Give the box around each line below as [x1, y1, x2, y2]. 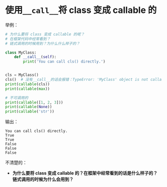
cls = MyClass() [5, 72, 39, 77]
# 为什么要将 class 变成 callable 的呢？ [5, 32, 84, 37]
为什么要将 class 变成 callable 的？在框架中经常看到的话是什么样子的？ [12, 170, 158, 176]
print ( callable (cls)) [5, 81, 50, 87]
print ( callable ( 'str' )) [5, 109, 55, 114]
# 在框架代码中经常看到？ [5, 36, 51, 41]
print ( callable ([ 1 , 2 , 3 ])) [5, 100, 64, 105]
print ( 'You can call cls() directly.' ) [23, 59, 106, 64]
